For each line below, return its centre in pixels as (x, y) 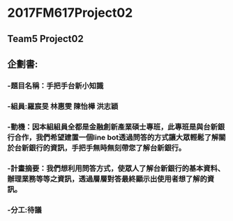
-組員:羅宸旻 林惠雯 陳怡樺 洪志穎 (63, 106)
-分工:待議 (24, 210)
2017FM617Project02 (70, 13)
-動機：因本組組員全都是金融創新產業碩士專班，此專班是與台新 (113, 127)
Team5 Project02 (45, 39)
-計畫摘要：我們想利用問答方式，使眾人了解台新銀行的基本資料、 (116, 168)
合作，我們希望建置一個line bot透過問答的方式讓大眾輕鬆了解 (116, 137)
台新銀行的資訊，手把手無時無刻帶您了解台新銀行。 (100, 148)
